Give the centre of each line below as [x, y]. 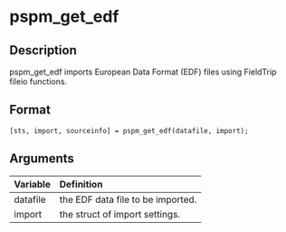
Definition [81, 184]
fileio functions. [38, 82]
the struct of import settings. [120, 214]
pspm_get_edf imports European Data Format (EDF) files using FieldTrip [143, 72]
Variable [33, 184]
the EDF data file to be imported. [128, 199]
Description [43, 50]
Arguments [42, 159]
